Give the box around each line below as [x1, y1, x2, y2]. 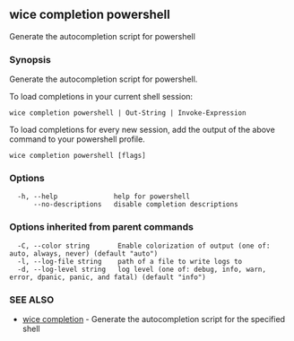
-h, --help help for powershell [17, 192, 191, 201]
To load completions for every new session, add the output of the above [9, 125, 275, 136]
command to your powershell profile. [9, 134, 145, 144]
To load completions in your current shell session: [9, 92, 194, 102]
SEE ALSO [9, 293, 55, 306]
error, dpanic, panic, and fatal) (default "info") [9, 273, 206, 282]
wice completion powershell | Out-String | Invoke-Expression [9, 109, 246, 118]
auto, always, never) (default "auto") [9, 249, 159, 258]
